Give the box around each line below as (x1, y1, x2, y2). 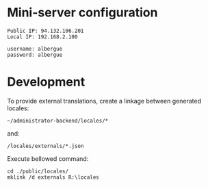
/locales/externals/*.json (7, 142, 84, 149)
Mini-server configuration (7, 5, 158, 21)
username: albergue (7, 45, 63, 52)
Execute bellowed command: (7, 154, 89, 162)
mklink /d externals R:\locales (7, 173, 99, 181)
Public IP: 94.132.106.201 (7, 27, 84, 34)
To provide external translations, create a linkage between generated (7, 97, 202, 105)
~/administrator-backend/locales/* (7, 117, 109, 124)
